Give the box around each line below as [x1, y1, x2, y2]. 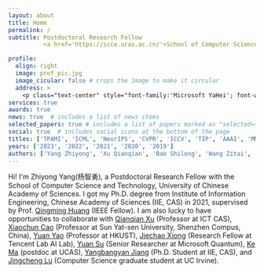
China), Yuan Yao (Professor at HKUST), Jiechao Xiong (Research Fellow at [8, 231, 252, 240]
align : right [15, 62, 58, 71]
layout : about [8, 11, 55, 20]
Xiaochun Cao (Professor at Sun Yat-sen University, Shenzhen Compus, [8, 223, 241, 232]
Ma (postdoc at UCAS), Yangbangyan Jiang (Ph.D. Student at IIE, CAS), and [8, 248, 253, 257]
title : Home [8, 19, 47, 27]
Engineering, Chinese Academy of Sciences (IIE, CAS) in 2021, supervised [8, 198, 248, 207]
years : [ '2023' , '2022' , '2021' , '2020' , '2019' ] [8, 142, 174, 150]
